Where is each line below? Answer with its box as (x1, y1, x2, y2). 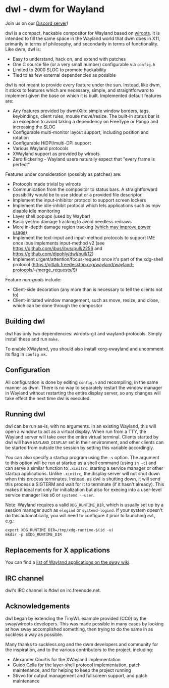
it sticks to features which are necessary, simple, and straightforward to (5, 87, 154, 93)
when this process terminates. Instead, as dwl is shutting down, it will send (5, 476, 160, 482)
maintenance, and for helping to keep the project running (12, 667, 131, 673)
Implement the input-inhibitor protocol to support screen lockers (12, 197, 146, 203)
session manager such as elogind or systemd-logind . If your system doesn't (5, 507, 163, 513)
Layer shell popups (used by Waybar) (12, 213, 91, 219)
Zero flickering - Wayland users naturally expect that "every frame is (12, 156, 155, 162)
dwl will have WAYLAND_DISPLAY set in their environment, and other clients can (5, 439, 164, 446)
